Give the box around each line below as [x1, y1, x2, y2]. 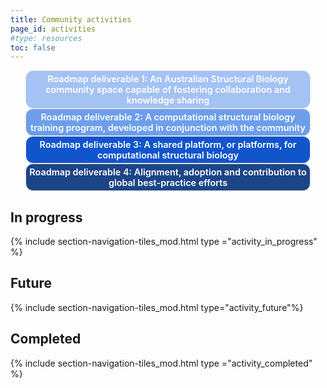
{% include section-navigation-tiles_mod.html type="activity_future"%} [10, 301, 304, 313]
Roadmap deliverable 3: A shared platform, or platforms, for [39, 139, 297, 151]
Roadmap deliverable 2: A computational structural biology [40, 111, 296, 123]
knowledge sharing [126, 94, 210, 106]
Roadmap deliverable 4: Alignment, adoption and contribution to [29, 166, 307, 178]
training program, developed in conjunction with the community [30, 122, 306, 134]
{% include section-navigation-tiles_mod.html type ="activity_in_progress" [10, 236, 318, 248]
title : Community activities [10, 14, 132, 25]
